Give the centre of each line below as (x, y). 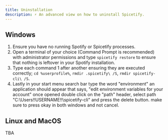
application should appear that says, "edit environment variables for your (88, 89)
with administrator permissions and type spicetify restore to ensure (84, 57)
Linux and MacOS (33, 121)
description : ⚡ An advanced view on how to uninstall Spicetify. (75, 14)
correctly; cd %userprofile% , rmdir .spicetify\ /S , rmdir (72, 73)
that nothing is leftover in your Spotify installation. (64, 62)
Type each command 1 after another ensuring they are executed (79, 68)
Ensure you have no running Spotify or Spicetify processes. (74, 47)
